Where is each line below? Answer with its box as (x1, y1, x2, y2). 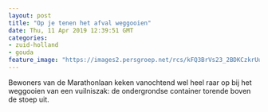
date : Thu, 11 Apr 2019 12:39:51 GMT (8, 26, 134, 34)
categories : (8, 33, 48, 42)
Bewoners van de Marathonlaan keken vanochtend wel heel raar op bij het (8, 77, 253, 87)
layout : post (8, 11, 52, 20)
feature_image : (8, 56, 59, 64)
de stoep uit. (8, 95, 49, 104)
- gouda (8, 48, 34, 56)
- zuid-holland (8, 41, 59, 49)
